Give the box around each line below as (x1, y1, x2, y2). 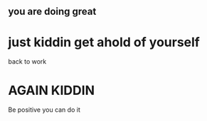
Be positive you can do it (8, 105, 80, 114)
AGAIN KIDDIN (8, 82, 95, 98)
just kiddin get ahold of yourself (8, 34, 200, 50)
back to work (8, 57, 47, 66)
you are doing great (8, 6, 97, 18)
